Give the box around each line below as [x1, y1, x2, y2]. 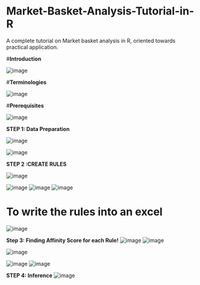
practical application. [6, 43, 58, 51]
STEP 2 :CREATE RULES [6, 160, 67, 167]
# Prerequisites [6, 101, 44, 109]
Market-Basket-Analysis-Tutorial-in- [6, 4, 195, 18]
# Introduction [6, 55, 42, 62]
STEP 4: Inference [6, 272, 53, 279]
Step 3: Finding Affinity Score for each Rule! [6, 237, 119, 244]
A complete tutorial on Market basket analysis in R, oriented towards [6, 37, 176, 44]
